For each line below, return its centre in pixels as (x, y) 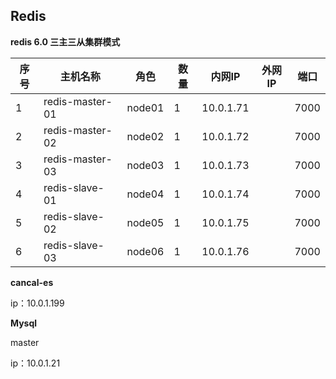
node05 (145, 222)
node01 (145, 107)
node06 (145, 251)
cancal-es (32, 282)
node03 (145, 165)
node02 (145, 136)
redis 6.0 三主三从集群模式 (65, 41)
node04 (145, 194)
